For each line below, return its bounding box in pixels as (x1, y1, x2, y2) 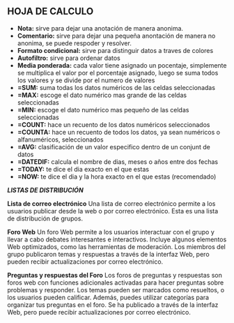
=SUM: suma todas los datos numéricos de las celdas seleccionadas (17, 83, 216, 91)
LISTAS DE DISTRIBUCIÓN (7, 186, 84, 194)
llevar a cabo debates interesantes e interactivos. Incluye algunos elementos (7, 235, 227, 243)
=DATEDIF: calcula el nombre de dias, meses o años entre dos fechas (17, 157, 218, 166)
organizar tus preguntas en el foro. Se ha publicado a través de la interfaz (7, 300, 219, 309)
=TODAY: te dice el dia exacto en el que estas (17, 165, 150, 173)
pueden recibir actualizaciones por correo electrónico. (7, 257, 164, 266)
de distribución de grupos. (7, 214, 84, 223)
